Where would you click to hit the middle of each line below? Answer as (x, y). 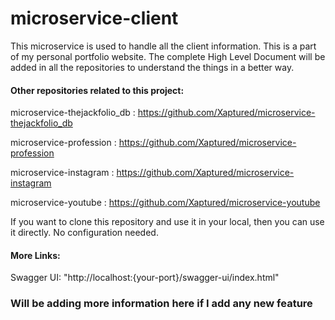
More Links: (35, 255)
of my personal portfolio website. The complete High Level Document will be (168, 56)
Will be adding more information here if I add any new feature (161, 304)
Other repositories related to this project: (97, 90)
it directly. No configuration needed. (84, 233)
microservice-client (94, 18)
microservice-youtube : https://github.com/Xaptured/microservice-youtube (165, 203)
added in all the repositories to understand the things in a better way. (152, 67)
